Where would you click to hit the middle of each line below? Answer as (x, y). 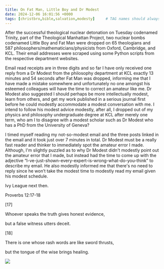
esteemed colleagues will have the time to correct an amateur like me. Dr (78, 89)
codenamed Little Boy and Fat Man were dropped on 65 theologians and (78, 43)
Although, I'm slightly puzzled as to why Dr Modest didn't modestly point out (82, 150)
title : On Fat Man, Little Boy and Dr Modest (52, 10)
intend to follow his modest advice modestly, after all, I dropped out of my (79, 110)
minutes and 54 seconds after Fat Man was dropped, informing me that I (78, 78)
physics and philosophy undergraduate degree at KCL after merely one (76, 115)
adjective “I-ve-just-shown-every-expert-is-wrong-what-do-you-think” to (79, 161)
